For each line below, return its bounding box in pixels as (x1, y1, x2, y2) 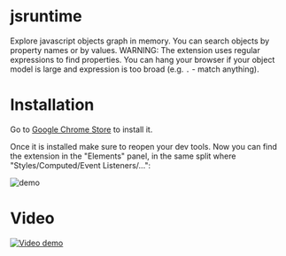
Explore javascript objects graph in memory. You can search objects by (10, 35, 270, 46)
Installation (10, 95, 95, 115)
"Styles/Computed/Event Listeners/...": (10, 159, 151, 170)
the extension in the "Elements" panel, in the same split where (10, 151, 236, 161)
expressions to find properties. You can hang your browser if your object (10, 54, 275, 65)
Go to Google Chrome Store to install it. (10, 124, 153, 135)
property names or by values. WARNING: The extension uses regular (10, 44, 260, 55)
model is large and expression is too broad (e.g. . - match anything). (10, 64, 259, 74)
